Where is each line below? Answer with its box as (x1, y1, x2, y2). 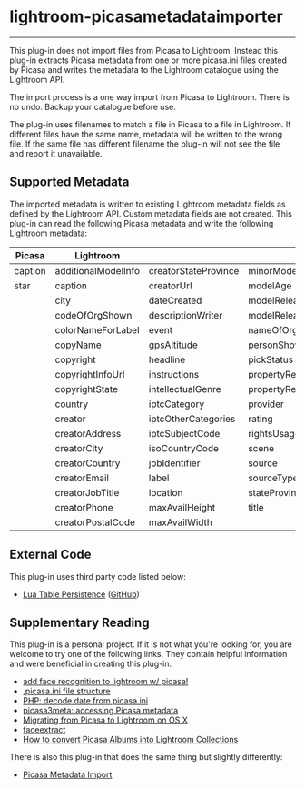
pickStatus (248, 353, 293, 366)
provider (248, 398, 284, 410)
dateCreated (148, 294, 202, 307)
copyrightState (54, 382, 118, 395)
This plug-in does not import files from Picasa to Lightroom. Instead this (9, 45, 279, 56)
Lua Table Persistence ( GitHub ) (22, 589, 141, 600)
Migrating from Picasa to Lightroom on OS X (22, 714, 188, 725)
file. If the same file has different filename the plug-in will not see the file (9, 138, 280, 149)
